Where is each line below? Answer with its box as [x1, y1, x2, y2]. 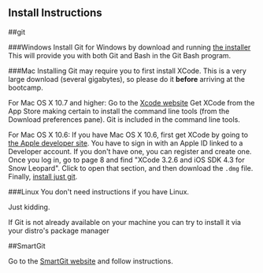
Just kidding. [8, 202, 50, 212]
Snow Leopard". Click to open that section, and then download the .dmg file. [8, 163, 254, 172]
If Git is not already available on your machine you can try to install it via [8, 217, 242, 227]
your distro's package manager [8, 226, 110, 235]
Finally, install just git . [8, 172, 78, 181]
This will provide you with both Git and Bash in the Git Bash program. [8, 50, 232, 60]
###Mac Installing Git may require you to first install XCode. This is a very [8, 66, 246, 76]
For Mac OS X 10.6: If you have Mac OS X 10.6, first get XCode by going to [8, 130, 249, 139]
